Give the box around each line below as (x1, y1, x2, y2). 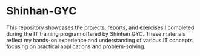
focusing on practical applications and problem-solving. (6, 43, 146, 50)
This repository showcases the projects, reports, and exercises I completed (6, 24, 195, 31)
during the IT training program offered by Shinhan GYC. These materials (6, 30, 186, 37)
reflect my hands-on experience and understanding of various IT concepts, (6, 36, 195, 43)
